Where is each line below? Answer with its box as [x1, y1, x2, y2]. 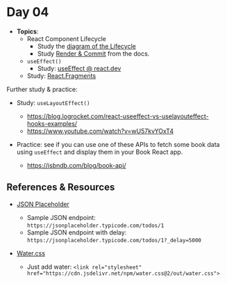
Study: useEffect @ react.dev [37, 64, 121, 72]
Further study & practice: [6, 85, 78, 93]
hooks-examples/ [26, 119, 78, 127]
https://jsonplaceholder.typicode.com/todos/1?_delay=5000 [26, 237, 202, 244]
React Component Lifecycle [26, 34, 107, 42]
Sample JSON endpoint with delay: [26, 228, 127, 237]
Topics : [16, 27, 39, 35]
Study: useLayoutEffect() [16, 98, 90, 106]
